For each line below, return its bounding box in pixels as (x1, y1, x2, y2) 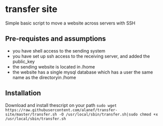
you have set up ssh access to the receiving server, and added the (12, 53, 150, 59)
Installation (5, 89, 41, 97)
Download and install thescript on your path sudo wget (5, 102, 117, 108)
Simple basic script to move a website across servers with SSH (5, 20, 135, 26)
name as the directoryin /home (12, 74, 76, 80)
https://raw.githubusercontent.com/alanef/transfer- (5, 107, 118, 112)
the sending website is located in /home (12, 63, 95, 69)
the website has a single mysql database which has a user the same (12, 69, 153, 75)
